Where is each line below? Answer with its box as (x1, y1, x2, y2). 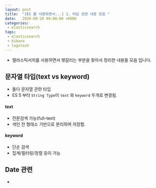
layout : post (5, 7, 31, 12)
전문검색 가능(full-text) (12, 115, 56, 121)
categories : (5, 20, 29, 26)
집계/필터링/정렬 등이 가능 (12, 150, 61, 156)
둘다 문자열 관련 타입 (12, 86, 51, 92)
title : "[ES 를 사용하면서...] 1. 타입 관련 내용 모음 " (5, 12, 110, 16)
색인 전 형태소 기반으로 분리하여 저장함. (12, 121, 86, 127)
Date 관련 (5, 166, 33, 174)
